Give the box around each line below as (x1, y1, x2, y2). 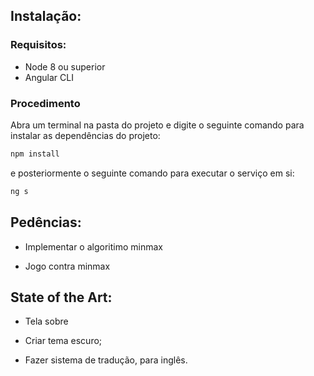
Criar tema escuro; (24, 335, 103, 347)
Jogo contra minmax (24, 260, 111, 272)
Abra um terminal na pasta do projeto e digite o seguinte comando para (10, 119, 305, 131)
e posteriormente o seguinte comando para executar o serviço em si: (10, 167, 295, 179)
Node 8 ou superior (24, 60, 106, 73)
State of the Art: (10, 289, 113, 306)
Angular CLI (24, 71, 74, 83)
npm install (10, 149, 60, 159)
